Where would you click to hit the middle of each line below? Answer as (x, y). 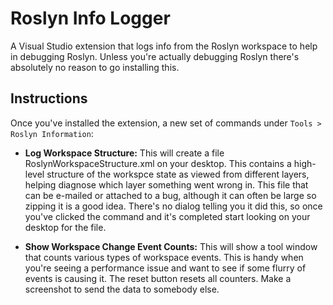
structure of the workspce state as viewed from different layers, (178, 174)
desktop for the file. (65, 227)
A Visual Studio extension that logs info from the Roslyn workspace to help (164, 46)
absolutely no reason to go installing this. (95, 67)
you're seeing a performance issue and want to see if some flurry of (165, 268)
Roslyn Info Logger (90, 18)
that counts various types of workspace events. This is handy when (164, 257)
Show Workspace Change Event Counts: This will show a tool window (171, 246)
